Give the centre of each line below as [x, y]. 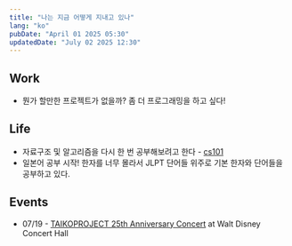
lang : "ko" [29, 26]
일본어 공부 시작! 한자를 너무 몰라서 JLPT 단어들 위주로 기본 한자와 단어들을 [152, 163]
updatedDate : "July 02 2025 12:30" [75, 42]
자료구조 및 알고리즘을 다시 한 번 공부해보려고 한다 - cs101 [123, 151]
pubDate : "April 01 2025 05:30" [69, 34]
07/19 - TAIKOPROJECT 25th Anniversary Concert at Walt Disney [141, 224]
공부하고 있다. [46, 173]
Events [29, 202]
